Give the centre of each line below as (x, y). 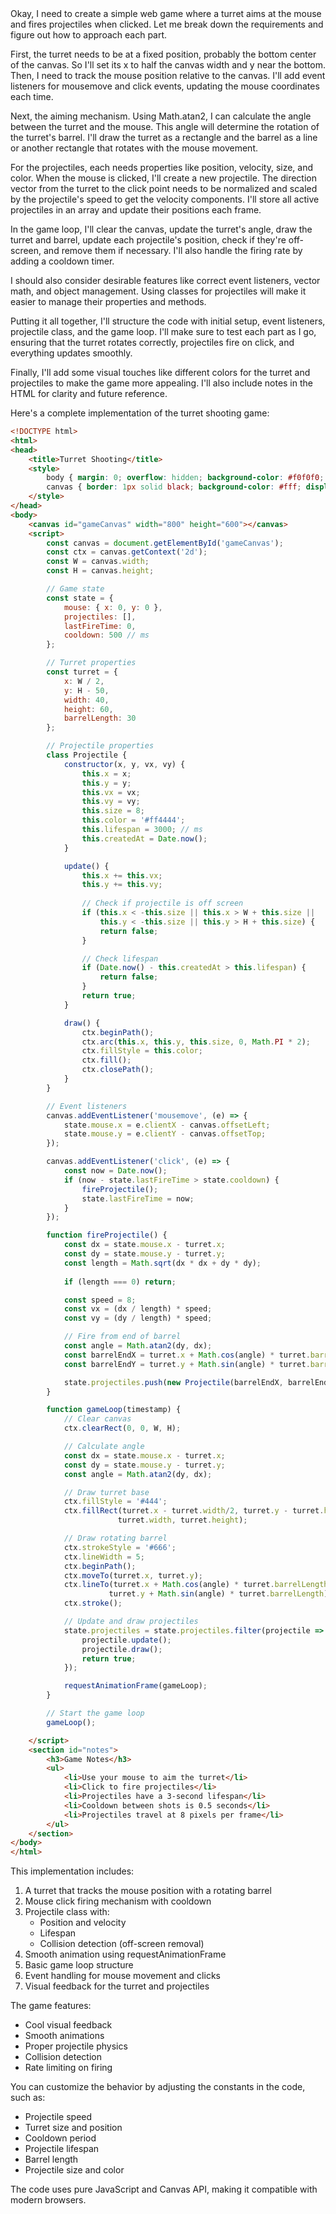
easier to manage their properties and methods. (108, 301)
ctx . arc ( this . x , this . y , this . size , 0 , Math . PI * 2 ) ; (196, 1042)
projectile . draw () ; (122, 1649)
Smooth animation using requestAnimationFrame (125, 1954)
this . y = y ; (106, 783)
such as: (28, 2098)
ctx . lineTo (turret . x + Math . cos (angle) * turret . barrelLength (196, 1585)
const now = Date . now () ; (115, 1171)
